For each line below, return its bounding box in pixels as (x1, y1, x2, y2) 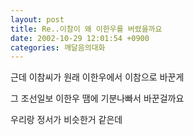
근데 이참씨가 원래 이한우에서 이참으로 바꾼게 (10, 71, 185, 83)
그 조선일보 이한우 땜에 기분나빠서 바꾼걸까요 (10, 92, 185, 105)
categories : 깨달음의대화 (10, 42, 106, 53)
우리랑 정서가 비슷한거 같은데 (10, 114, 123, 126)
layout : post (10, 14, 65, 25)
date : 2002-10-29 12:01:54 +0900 (10, 33, 150, 43)
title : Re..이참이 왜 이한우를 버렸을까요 (10, 24, 163, 34)
